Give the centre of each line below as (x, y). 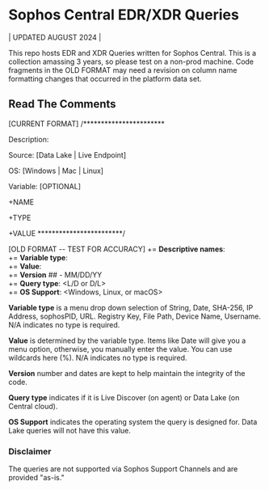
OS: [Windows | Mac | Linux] (56, 171)
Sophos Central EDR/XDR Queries (124, 15)
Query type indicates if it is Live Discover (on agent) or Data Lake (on (124, 397)
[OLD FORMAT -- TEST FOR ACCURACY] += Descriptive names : (117, 249)
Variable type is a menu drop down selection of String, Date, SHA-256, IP (131, 307)
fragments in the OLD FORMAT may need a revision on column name (123, 70)
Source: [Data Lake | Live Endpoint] (67, 154)
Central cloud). (33, 406)
